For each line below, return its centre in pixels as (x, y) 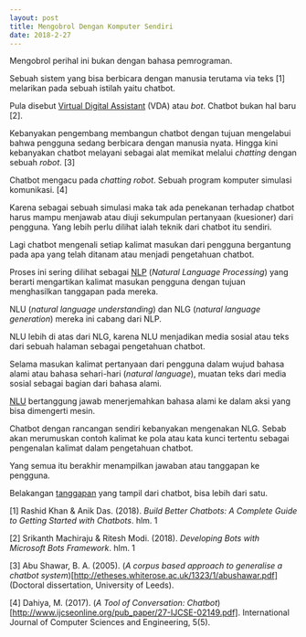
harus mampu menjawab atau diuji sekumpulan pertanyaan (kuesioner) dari (152, 218)
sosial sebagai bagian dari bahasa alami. (86, 384)
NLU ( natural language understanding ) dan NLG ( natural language (135, 309)
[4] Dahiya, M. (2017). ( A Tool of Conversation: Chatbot (114, 603)
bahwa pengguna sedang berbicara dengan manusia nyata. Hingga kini (144, 143)
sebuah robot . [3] (42, 163)
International (266, 612)
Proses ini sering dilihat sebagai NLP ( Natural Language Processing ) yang (149, 272)
